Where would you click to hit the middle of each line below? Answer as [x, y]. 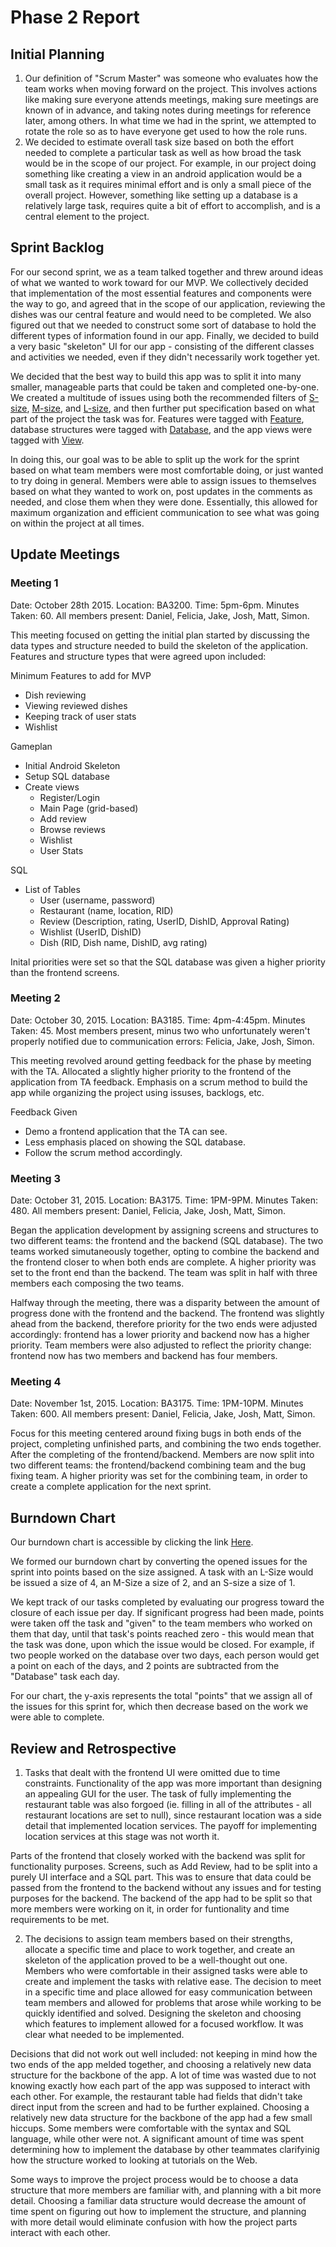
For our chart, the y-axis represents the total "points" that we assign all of [161, 1696]
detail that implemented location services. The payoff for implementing [170, 1826]
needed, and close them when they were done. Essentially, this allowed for [164, 502]
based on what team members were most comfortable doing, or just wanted [167, 470]
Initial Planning [57, 54]
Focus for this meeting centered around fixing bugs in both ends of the [156, 1433]
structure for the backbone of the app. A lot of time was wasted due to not [163, 2075]
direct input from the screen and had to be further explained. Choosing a [160, 2107]
